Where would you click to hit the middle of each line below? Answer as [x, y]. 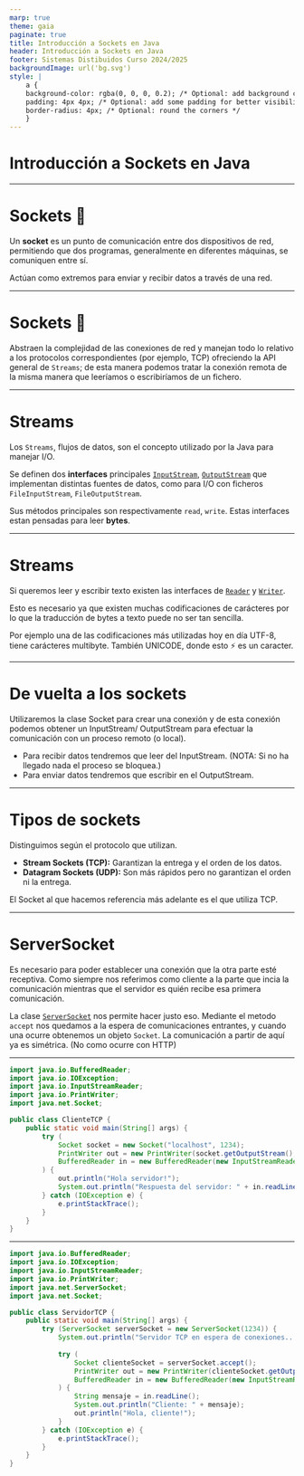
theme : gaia [32, 26]
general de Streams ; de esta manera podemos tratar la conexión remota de [148, 367]
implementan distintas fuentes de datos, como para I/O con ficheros [137, 483]
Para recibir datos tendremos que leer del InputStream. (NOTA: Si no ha [156, 756]
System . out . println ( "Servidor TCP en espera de [149, 1338]
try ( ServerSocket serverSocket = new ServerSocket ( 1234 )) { [160, 1329]
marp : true [30, 18]
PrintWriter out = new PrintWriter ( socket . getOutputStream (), [177, 1153]
